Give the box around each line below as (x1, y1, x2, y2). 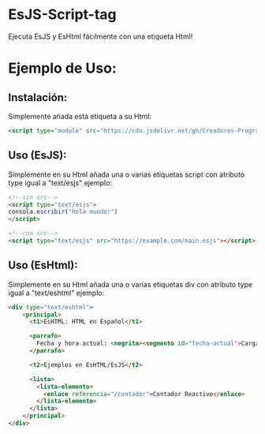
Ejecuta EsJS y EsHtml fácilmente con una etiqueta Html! (8, 32, 193, 41)
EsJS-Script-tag (8, 6, 117, 24)
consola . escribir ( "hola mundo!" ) (8, 208, 118, 216)
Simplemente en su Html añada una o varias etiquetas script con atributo (8, 170, 245, 179)
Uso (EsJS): (8, 148, 67, 163)
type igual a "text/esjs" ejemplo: (8, 178, 113, 187)
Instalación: (8, 91, 68, 104)
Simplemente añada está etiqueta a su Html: (8, 111, 152, 121)
